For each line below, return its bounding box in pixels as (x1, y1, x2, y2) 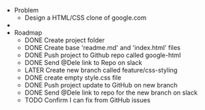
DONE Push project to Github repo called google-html (24, 51, 182, 59)
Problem (13, 6, 39, 14)
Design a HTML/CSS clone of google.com (24, 13, 147, 22)
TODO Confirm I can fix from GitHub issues (24, 96, 151, 104)
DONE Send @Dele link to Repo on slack (24, 59, 143, 66)
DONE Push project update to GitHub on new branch (24, 81, 178, 89)
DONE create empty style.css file (24, 73, 122, 82)
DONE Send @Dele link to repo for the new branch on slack (24, 88, 198, 97)
